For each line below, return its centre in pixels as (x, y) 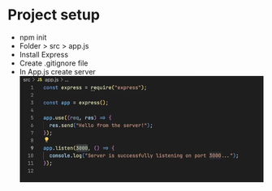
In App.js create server (58, 71)
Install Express (44, 54)
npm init (33, 37)
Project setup (54, 15)
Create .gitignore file (54, 63)
